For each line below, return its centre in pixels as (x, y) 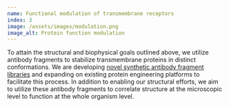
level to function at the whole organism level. (71, 97)
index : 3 (20, 20)
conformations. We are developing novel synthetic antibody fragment (106, 67)
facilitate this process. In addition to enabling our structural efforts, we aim (113, 82)
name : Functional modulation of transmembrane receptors (91, 13)
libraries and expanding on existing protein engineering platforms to (103, 75)
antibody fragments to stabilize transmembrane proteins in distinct (102, 60)
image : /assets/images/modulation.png (63, 26)
